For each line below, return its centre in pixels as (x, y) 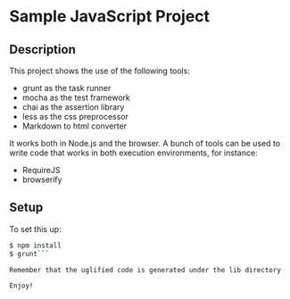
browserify (42, 179)
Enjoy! (21, 286)
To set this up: (35, 228)
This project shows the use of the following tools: (99, 71)
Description (42, 50)
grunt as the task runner (66, 88)
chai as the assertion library (73, 107)
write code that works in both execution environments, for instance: (133, 153)
